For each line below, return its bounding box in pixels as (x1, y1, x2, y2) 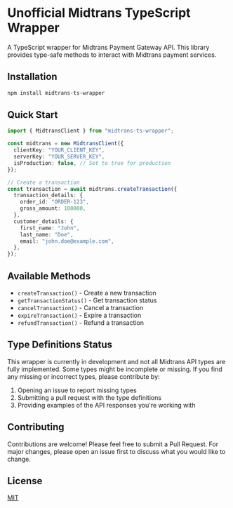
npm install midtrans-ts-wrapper (7, 89, 105, 96)
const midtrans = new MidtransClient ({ (7, 140, 124, 147)
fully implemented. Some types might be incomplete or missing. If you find (7, 365, 222, 373)
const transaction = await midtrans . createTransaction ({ (7, 185, 178, 192)
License (7, 475, 43, 487)
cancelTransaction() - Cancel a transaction (17, 304, 144, 312)
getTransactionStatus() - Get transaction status (17, 296, 157, 305)
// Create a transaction (7, 179, 80, 186)
